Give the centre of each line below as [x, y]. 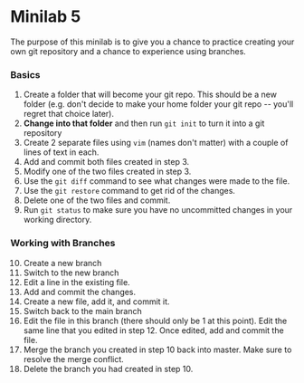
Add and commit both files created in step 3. [106, 162]
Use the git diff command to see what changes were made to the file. [157, 181]
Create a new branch [62, 263]
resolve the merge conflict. [74, 359]
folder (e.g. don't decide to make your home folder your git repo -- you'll [158, 104]
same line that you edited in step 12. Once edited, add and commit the [153, 330]
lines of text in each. [61, 152]
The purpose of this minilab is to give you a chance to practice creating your [152, 42]
